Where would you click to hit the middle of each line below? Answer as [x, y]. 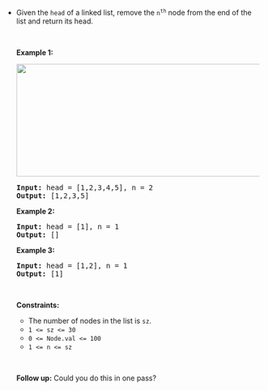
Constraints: [38, 305]
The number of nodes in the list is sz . [90, 321]
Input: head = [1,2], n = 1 [72, 266]
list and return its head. [55, 21]
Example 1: [35, 52]
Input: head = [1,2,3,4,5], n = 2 [85, 188]
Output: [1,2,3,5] [53, 196]
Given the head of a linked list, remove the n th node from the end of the [134, 13]
